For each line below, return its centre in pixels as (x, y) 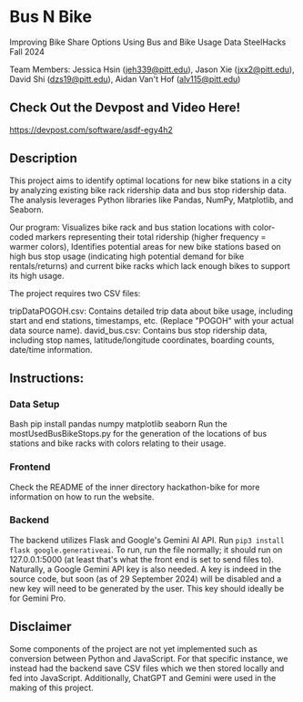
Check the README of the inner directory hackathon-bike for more (135, 487)
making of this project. (51, 687)
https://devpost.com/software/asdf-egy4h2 (91, 129)
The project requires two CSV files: (75, 293)
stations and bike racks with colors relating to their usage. (118, 443)
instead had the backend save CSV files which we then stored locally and (147, 668)
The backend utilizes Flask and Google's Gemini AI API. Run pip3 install (147, 540)
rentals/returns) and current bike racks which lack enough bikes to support (150, 265)
